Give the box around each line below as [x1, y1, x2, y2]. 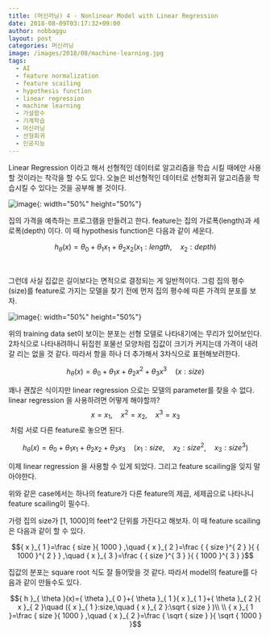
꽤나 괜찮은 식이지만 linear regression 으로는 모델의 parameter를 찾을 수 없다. [8, 385, 255, 395]
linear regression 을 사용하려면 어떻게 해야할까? [8, 395, 160, 404]
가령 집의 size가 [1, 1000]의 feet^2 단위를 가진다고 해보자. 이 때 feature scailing [8, 516, 260, 525]
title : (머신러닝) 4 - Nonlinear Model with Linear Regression [8, 11, 219, 20]
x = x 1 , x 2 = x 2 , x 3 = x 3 [90, 408, 181, 421]
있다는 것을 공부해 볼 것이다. [38, 182, 127, 192]
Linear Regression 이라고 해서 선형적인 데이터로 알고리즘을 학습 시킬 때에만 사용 [8, 162, 262, 172]
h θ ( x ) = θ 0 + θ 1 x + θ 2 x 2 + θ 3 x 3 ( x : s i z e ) [66, 365, 205, 378]
